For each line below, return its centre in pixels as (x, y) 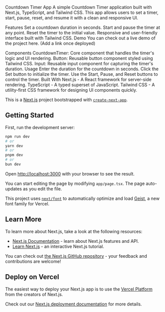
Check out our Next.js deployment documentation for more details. (74, 304)
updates (14, 188)
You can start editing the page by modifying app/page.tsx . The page (75, 183)
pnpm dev (14, 155)
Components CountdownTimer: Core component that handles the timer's (80, 53)
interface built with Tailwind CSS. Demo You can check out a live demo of (80, 38)
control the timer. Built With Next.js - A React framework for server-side (78, 79)
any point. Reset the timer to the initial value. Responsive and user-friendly (81, 33)
